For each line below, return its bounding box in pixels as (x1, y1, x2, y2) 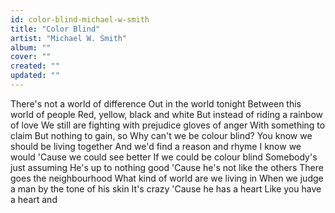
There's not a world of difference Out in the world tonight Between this (10, 97, 302, 110)
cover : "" (10, 52, 52, 62)
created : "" (10, 61, 60, 71)
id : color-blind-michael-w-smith (10, 14, 150, 25)
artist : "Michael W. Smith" (10, 33, 128, 43)
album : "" (10, 42, 52, 53)
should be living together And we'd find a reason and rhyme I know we (10, 140, 302, 152)
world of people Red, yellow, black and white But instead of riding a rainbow (10, 108, 323, 120)
